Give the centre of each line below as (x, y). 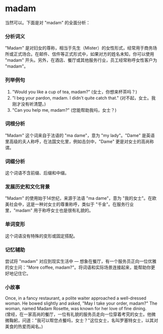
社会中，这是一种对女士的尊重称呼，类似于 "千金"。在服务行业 (71, 204)
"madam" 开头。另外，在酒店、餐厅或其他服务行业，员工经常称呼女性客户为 (81, 60)
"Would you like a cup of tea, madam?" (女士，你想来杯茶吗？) (74, 92)
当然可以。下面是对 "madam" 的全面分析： (48, 22)
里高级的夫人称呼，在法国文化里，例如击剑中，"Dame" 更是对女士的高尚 (77, 141)
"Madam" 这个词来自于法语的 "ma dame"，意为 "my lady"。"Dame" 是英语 (80, 135)
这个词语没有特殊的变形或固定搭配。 (41, 236)
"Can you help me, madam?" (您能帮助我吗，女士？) (64, 110)
